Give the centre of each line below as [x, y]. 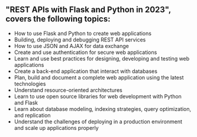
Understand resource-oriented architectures [68, 90]
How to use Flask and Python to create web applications [83, 33]
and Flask [26, 103]
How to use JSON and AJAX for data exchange [72, 46]
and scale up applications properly [56, 128]
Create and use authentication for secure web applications [85, 52]
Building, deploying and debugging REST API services [80, 39]
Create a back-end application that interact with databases [86, 71]
